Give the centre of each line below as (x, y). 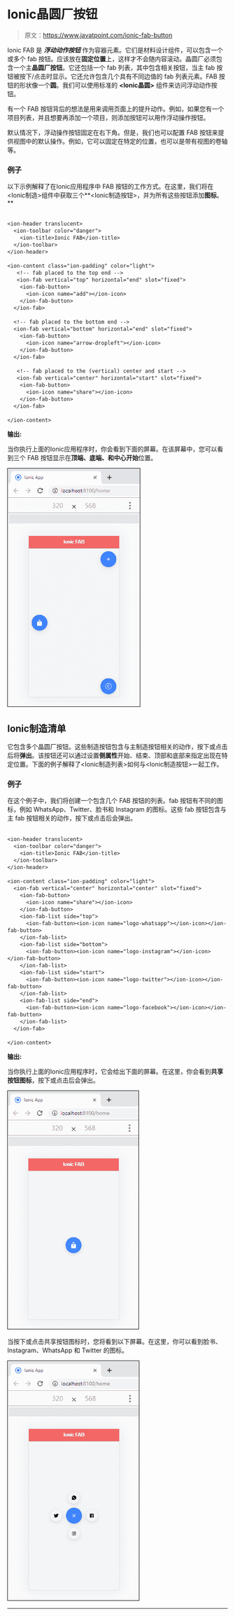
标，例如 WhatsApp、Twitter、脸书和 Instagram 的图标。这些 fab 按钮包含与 (117, 809)
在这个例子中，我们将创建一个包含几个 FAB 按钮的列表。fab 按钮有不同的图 (115, 801)
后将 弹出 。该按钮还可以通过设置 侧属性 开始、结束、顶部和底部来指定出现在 (114, 755)
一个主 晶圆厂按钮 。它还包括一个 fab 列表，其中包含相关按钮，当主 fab (114, 67)
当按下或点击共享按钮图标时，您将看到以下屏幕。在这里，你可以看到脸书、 (114, 1342)
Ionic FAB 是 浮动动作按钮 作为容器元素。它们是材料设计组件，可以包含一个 (115, 50)
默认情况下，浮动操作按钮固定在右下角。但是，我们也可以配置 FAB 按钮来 (113, 132)
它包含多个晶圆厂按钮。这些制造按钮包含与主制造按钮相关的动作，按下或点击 (117, 747)
